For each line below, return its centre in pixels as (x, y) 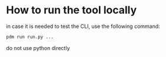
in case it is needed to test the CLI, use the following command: (83, 26)
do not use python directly (38, 48)
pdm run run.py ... (30, 37)
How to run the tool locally (72, 10)
